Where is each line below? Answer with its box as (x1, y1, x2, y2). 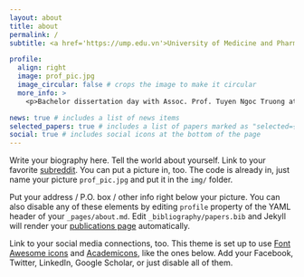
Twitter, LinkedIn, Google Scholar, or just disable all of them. (9, 257, 233, 268)
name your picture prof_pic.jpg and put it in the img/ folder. (9, 174, 233, 186)
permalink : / (9, 30, 59, 39)
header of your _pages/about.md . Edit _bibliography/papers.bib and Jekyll (9, 211, 287, 222)
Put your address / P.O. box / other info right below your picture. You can (9, 192, 280, 203)
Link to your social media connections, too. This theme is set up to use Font (9, 238, 291, 249)
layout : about (9, 13, 63, 23)
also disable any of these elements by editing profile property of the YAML (9, 201, 291, 213)
